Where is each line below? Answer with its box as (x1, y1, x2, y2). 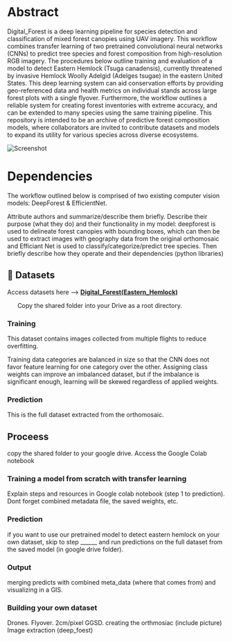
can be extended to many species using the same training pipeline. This (7, 108, 213, 117)
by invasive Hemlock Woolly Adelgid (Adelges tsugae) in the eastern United (7, 71, 223, 80)
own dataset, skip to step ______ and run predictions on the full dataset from (7, 537, 223, 546)
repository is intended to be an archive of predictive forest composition (7, 115, 210, 124)
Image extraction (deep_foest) (7, 626, 93, 635)
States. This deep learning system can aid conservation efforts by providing (7, 79, 224, 87)
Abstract (7, 4, 59, 20)
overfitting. (7, 341, 39, 350)
